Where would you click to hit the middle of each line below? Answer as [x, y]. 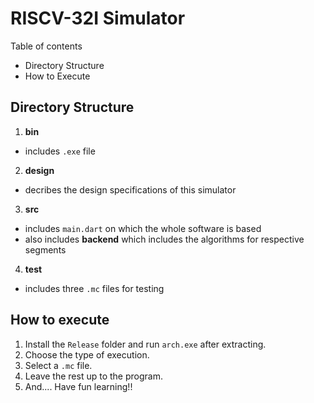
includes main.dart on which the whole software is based [143, 228]
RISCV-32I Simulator [98, 18]
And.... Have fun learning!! [78, 386]
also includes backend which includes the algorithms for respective [164, 239]
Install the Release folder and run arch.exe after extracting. [145, 344]
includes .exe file [60, 151]
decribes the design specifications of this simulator [130, 189]
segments [45, 249]
